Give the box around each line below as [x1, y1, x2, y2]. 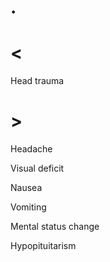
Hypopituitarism [10, 240, 77, 252]
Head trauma [10, 75, 65, 87]
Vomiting [10, 201, 47, 213]
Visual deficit [10, 162, 65, 175]
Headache [10, 143, 53, 155]
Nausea [10, 182, 43, 194]
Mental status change [10, 221, 100, 233]
